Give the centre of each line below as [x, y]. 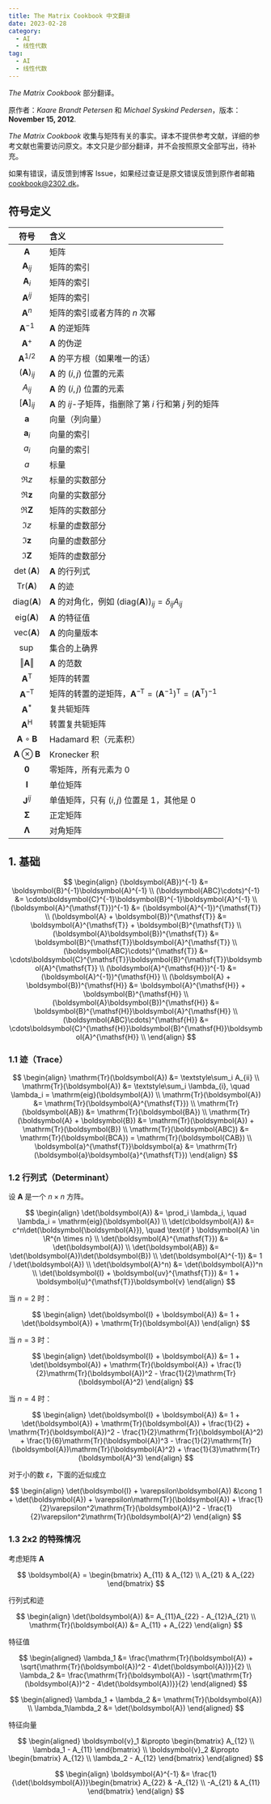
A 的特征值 [70, 618]
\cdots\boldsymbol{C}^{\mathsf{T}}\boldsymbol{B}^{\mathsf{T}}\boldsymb [136, 959]
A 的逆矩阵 [70, 327]
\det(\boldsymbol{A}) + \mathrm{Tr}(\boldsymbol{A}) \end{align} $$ [136, 1323]
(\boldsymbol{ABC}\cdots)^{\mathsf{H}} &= [136, 1020]
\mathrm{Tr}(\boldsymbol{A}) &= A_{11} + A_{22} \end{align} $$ [136, 1625]
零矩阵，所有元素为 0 [89, 770]
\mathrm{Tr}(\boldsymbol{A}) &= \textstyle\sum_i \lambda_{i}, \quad [136, 1086]
